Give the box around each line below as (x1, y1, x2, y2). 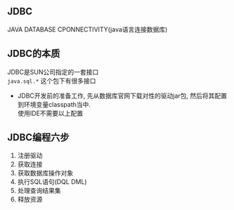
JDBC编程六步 (7, 131, 70, 143)
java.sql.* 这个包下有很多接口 (7, 77, 96, 85)
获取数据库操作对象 (17, 169, 74, 178)
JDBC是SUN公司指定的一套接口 (7, 67, 99, 76)
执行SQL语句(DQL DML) (17, 178, 87, 186)
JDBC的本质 (7, 48, 60, 60)
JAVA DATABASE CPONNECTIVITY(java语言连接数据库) (7, 25, 168, 34)
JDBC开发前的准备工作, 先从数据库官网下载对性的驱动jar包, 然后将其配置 (17, 91, 227, 100)
